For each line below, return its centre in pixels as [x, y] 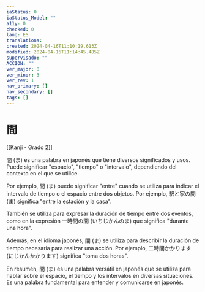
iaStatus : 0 [21, 12]
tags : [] [17, 98]
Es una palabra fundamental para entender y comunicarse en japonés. [95, 282]
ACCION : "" [20, 63]
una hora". [19, 228]
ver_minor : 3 [23, 75]
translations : [24, 40]
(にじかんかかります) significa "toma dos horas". [67, 256]
